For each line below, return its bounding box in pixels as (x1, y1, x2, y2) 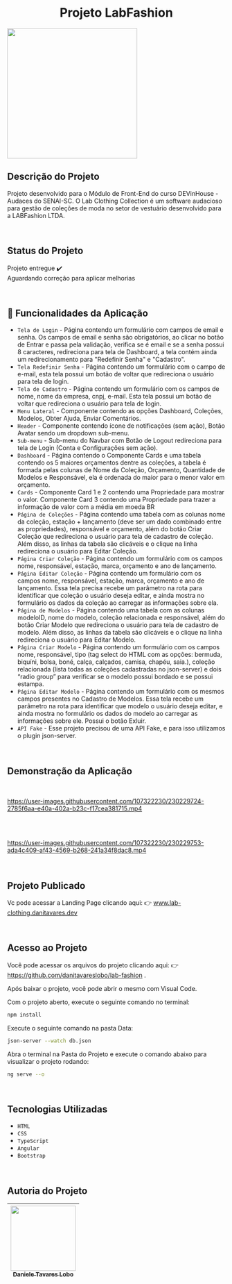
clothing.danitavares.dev (7, 908, 78, 917)
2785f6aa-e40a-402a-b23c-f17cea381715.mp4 (7, 804, 143, 813)
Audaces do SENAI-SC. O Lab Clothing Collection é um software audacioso (7, 197, 223, 205)
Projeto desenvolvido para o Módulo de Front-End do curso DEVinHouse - (7, 189, 219, 197)
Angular (17, 1145, 39, 1152)
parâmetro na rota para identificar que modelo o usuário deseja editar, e (17, 702, 223, 710)
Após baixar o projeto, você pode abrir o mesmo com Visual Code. (7, 984, 197, 992)
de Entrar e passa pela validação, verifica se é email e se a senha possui (17, 340, 224, 349)
